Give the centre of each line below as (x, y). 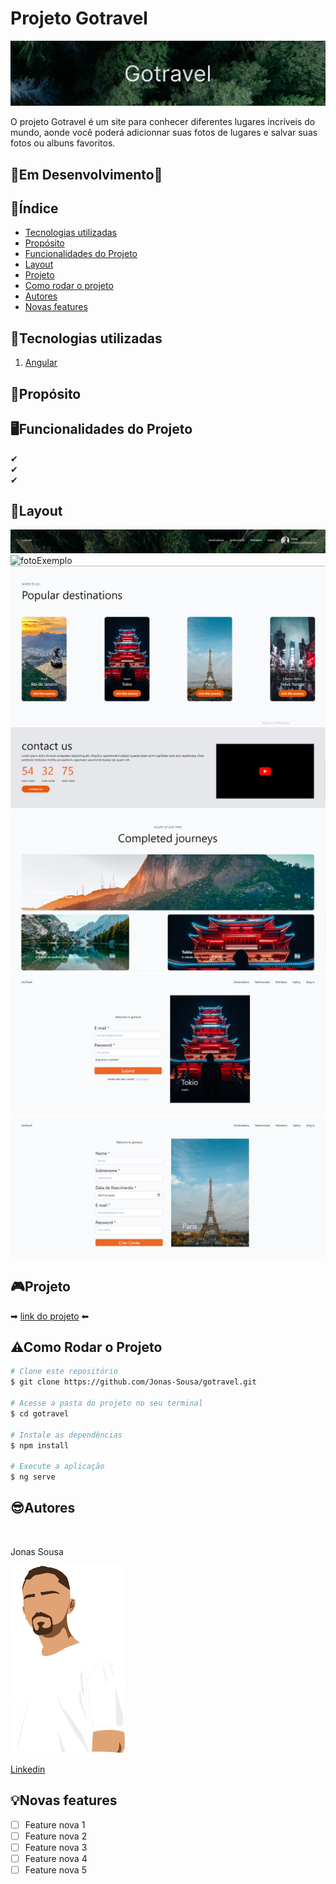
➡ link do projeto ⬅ (50, 1316)
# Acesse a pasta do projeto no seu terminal (106, 1403)
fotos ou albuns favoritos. (63, 143)
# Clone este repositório (64, 1372)
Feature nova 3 (56, 1847)
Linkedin (28, 1769)
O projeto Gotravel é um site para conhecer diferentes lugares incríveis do (163, 122)
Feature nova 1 (55, 1824)
